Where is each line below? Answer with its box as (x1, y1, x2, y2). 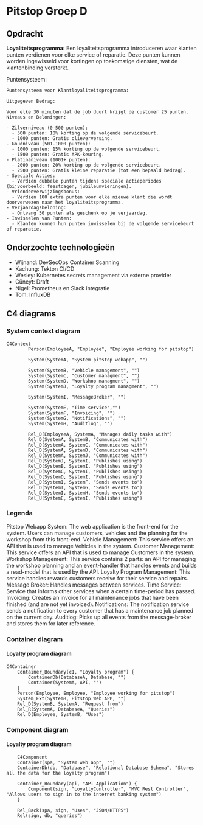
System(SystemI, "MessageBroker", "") (28, 394, 126, 400)
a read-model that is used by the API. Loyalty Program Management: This (6, 568, 190, 576)
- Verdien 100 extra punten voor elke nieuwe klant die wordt (12, 194, 173, 200)
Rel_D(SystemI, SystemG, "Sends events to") (28, 484, 143, 490)
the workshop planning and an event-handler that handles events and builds (6, 562, 197, 569)
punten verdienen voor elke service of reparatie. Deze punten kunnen (6, 51, 181, 58)
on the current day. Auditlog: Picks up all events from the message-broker (6, 613, 191, 621)
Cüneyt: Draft (15, 278, 49, 285)
